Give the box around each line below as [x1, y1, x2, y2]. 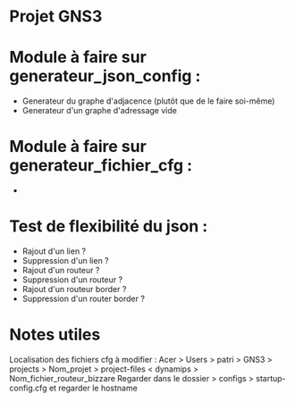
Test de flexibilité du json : [9, 216, 208, 237]
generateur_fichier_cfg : [9, 155, 193, 176]
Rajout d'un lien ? [21, 246, 87, 256]
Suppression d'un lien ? [21, 255, 109, 265]
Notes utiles [9, 324, 101, 345]
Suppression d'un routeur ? [21, 274, 123, 285]
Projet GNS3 [9, 6, 103, 27]
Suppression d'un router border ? [21, 293, 146, 304]
